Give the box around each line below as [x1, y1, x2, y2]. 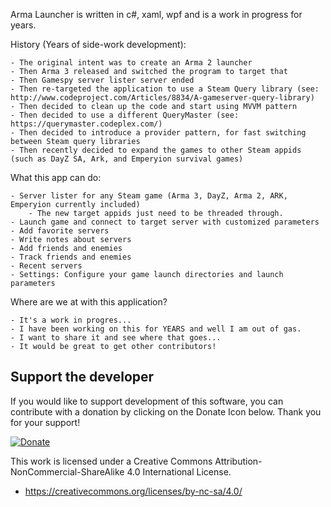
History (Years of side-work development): [10, 39, 187, 50]
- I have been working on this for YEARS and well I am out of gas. [10, 324, 302, 334]
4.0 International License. [126, 465, 232, 478]
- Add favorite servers [10, 226, 110, 236]
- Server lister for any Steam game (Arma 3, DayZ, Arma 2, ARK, [10, 191, 288, 201]
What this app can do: [10, 172, 102, 183]
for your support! [10, 416, 81, 428]
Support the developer [10, 369, 155, 386]
